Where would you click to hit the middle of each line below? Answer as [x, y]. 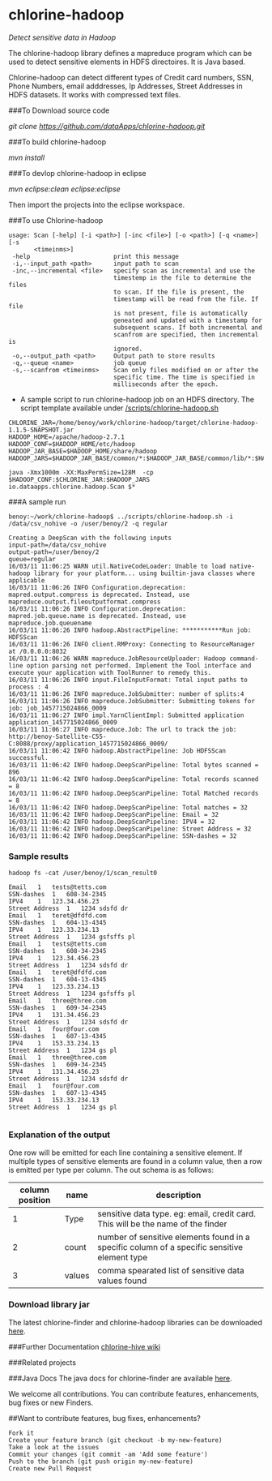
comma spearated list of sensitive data [170, 1270]
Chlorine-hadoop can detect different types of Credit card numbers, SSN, [131, 77]
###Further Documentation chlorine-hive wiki [84, 1346]
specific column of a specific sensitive [170, 1247]
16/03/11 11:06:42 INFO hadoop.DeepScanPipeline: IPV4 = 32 [112, 822]
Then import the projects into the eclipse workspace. [96, 204]
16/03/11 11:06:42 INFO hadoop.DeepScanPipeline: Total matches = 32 [128, 807]
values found [122, 1281]
